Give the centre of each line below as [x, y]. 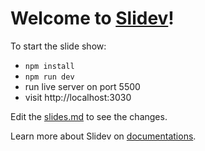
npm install [49, 66]
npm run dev [49, 77]
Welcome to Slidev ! [92, 18]
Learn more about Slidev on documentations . [103, 136]
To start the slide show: [58, 46]
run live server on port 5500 [82, 86]
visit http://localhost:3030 [78, 97]
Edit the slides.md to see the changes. [89, 116]
